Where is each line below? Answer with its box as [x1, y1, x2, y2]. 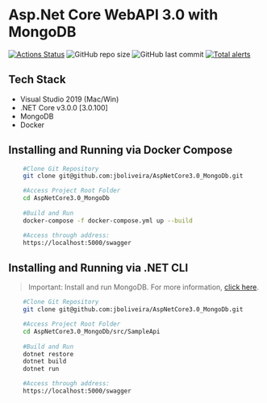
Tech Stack [8, 73, 66, 86]
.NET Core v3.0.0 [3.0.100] [19, 102, 109, 112]
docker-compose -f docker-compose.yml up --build [23, 216, 194, 225]
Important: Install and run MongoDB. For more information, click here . [27, 282, 260, 292]
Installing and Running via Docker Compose [8, 143, 233, 157]
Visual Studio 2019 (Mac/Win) [19, 94, 119, 104]
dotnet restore [23, 350, 74, 358]
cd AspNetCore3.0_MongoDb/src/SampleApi [23, 327, 161, 335]
